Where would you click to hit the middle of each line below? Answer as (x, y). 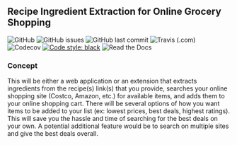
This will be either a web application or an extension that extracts (102, 81)
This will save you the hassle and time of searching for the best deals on (112, 119)
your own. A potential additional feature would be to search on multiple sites (118, 126)
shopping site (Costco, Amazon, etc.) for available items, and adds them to (116, 96)
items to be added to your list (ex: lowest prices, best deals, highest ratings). (118, 111)
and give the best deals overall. (53, 134)
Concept (22, 65)
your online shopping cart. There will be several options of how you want (114, 104)
